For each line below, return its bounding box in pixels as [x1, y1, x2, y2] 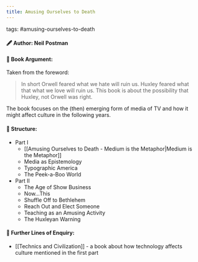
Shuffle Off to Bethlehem [23, 196, 86, 204]
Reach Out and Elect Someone [23, 202, 101, 210]
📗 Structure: [6, 125, 37, 133]
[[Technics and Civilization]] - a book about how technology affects [14, 242, 182, 250]
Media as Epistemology [23, 158, 82, 165]
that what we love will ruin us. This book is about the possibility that [20, 87, 189, 94]
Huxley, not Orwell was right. [20, 93, 93, 101]
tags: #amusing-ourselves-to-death [6, 25, 95, 33]
